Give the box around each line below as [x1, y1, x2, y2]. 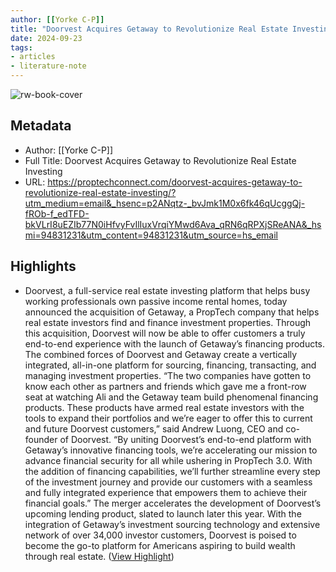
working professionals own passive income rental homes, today [24, 295, 288, 307]
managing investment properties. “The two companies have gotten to [24, 369, 312, 381]
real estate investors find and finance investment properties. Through [24, 316, 312, 328]
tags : [10, 42, 33, 53]
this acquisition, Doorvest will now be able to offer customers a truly [24, 327, 306, 339]
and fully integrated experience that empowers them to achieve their [24, 486, 308, 498]
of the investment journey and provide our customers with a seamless [24, 476, 313, 488]
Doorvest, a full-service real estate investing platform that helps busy [24, 284, 311, 296]
